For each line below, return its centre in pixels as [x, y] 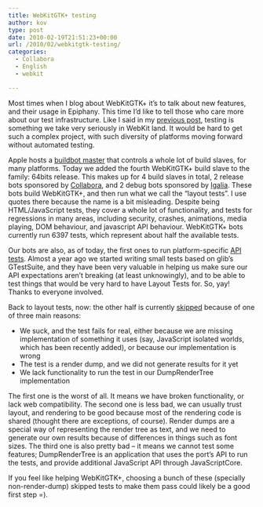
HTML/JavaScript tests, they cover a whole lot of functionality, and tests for [130, 210]
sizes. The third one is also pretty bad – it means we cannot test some [121, 446]
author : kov [27, 23]
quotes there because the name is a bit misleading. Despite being [114, 202]
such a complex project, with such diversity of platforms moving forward [126, 136]
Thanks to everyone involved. [56, 292]
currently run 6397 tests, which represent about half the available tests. [124, 235]
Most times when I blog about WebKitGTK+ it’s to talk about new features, [127, 103]
